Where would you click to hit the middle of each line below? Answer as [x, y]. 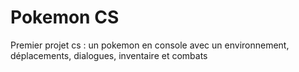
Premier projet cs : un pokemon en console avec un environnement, [150, 45]
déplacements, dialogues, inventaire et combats [109, 55]
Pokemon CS [65, 17]
